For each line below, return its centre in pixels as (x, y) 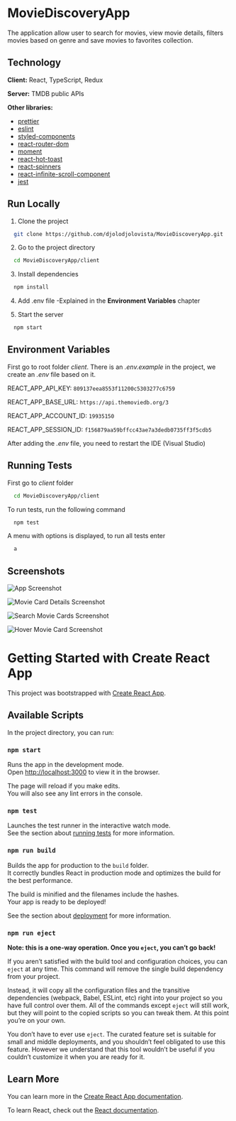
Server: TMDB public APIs (46, 93)
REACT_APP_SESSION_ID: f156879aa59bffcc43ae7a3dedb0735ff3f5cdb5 (109, 429)
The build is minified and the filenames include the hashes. (93, 894)
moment (30, 151)
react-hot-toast (40, 159)
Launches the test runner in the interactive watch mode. (89, 825)
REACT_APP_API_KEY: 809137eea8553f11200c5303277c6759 (91, 388)
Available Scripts (45, 715)
